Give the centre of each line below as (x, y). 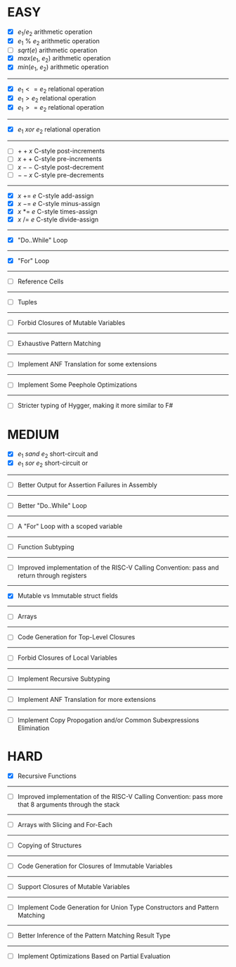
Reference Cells (40, 281)
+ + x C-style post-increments (61, 151)
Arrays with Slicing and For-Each (65, 824)
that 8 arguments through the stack (68, 804)
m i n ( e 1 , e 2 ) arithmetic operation (63, 68)
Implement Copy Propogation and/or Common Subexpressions (108, 720)
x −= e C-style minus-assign (59, 203)
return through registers (52, 576)
